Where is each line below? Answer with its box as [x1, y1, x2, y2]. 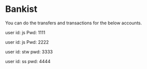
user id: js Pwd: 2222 [5, 39, 49, 45]
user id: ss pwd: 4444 [5, 58, 51, 64]
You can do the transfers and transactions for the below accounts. [5, 20, 142, 26]
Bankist [5, 3, 38, 15]
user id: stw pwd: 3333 [5, 49, 53, 55]
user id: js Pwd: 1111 [5, 29, 46, 35]
